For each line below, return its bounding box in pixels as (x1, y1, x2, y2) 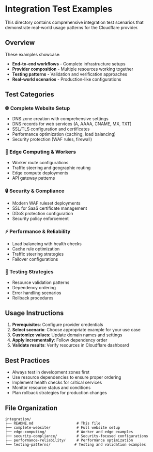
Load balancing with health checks (12, 241, 82, 247)
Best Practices (5, 356, 50, 364)
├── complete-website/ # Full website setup (5, 425, 120, 430)
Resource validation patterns (12, 280, 70, 285)
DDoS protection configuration (12, 211, 74, 217)
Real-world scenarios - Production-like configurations (12, 76, 122, 82)
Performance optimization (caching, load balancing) (12, 131, 116, 137)
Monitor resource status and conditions (12, 385, 91, 390)
